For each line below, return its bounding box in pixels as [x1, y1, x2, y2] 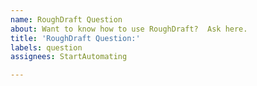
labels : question [10, 42, 83, 53]
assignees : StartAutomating [10, 52, 128, 62]
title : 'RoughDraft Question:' [10, 33, 141, 43]
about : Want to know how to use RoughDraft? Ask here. [10, 24, 248, 34]
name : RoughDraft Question [10, 14, 123, 25]
